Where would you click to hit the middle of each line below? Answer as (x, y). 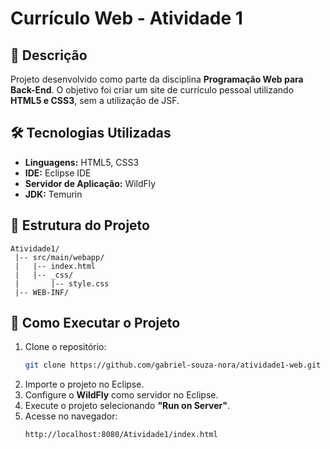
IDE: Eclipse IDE (58, 173)
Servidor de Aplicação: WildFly (90, 183)
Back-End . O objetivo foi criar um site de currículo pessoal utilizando (152, 90)
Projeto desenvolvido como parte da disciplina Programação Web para (157, 79)
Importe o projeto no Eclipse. (84, 384)
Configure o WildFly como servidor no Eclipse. (121, 395)
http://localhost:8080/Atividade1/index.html (121, 435)
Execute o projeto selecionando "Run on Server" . (127, 406)
